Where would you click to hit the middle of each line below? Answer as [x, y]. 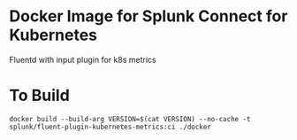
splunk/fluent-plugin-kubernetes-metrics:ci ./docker [110, 127]
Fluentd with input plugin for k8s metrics [83, 59]
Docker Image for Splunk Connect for [148, 16]
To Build [40, 96]
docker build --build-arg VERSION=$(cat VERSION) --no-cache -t [130, 119]
